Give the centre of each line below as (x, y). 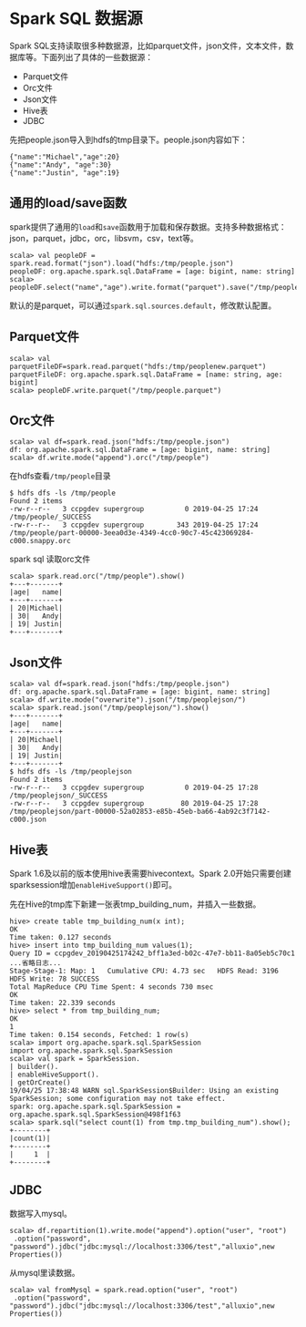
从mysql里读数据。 (45, 1272)
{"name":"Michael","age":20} (65, 157)
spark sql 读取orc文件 (50, 559)
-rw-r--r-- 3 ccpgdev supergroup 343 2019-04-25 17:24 (134, 525)
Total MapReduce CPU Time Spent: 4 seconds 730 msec (112, 987)
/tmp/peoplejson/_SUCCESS (58, 796)
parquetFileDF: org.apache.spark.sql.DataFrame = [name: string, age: (146, 375)
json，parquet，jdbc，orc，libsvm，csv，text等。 (104, 238)
